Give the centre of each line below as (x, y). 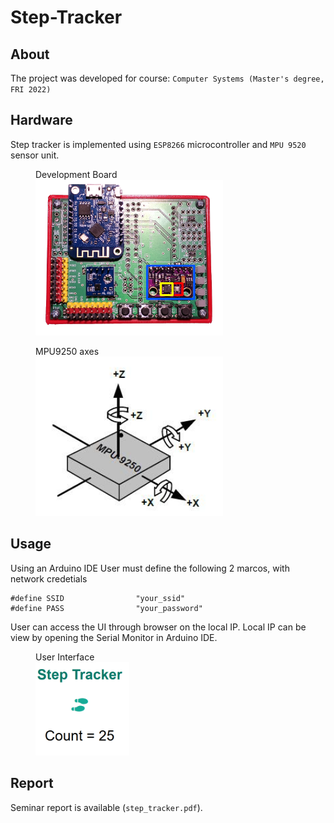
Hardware (41, 120)
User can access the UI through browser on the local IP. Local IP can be (158, 627)
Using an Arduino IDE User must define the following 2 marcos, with (150, 568)
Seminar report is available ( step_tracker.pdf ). (106, 807)
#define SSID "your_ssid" (98, 598)
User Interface (65, 657)
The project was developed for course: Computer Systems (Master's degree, (167, 78)
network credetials (49, 578)
